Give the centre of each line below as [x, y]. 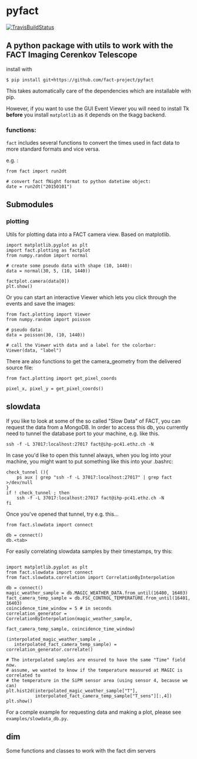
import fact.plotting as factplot [49, 250]
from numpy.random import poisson [49, 319]
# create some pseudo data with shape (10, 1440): [69, 266]
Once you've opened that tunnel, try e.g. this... [62, 514]
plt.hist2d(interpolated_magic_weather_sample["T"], [72, 691]
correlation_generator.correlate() [50, 649]
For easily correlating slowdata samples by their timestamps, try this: [89, 551]
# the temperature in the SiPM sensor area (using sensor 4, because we [97, 680]
